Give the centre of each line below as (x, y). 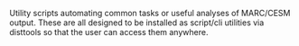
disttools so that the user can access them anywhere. (109, 32)
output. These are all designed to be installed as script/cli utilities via (137, 23)
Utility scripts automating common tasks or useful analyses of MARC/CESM (150, 13)
